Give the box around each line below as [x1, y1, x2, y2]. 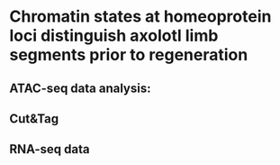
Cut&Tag [9, 111, 59, 126]
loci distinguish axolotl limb [9, 25, 219, 46]
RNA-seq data [9, 142, 90, 157]
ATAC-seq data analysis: [9, 80, 151, 96]
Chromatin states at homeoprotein [9, 6, 272, 27]
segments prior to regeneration [9, 45, 248, 65]
